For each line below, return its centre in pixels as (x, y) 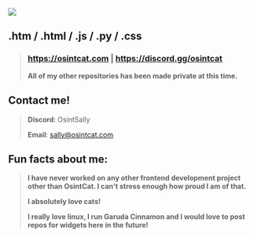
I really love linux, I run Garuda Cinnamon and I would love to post (136, 217)
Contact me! (39, 101)
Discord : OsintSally (59, 119)
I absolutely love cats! (64, 202)
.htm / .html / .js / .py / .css (75, 36)
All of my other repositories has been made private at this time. (133, 75)
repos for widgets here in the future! (88, 225)
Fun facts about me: (58, 159)
